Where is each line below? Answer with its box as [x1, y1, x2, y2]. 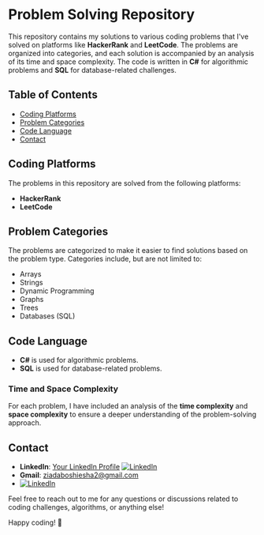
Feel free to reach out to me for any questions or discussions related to [8, 494, 239, 503]
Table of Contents [8, 89, 99, 102]
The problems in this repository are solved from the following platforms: [8, 178, 241, 187]
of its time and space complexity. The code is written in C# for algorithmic [8, 57, 249, 66]
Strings [19, 278, 43, 288]
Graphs [19, 295, 44, 304]
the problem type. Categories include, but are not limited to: [8, 254, 203, 264]
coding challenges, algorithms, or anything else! [8, 503, 164, 512]
